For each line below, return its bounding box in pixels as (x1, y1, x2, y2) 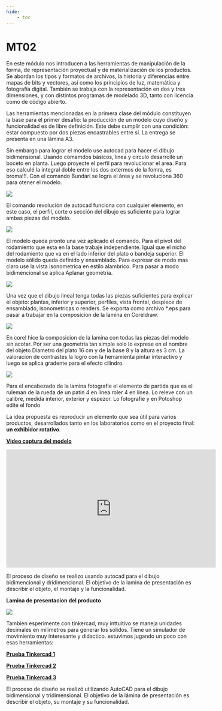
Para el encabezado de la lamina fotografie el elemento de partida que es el (6, 382, 193, 390)
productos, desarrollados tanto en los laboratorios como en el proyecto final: (6, 419, 195, 427)
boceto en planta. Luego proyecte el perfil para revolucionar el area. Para (6, 160, 187, 167)
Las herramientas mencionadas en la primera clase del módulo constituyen (6, 110, 191, 117)
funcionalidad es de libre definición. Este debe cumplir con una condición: (6, 122, 189, 130)
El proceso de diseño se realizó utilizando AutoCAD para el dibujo (6, 685, 168, 693)
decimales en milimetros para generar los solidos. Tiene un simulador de (6, 626, 185, 634)
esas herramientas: (6, 639, 54, 646)
